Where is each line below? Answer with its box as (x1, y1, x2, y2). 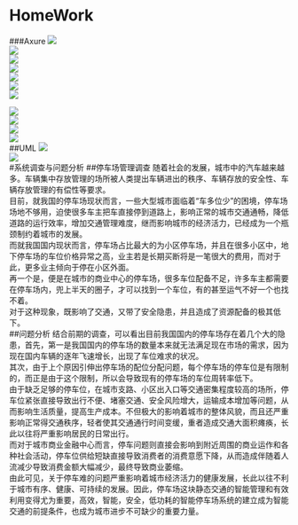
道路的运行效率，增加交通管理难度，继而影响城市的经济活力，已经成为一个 (9, 217, 281, 228)
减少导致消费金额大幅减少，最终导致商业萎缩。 (16, 461, 188, 472)
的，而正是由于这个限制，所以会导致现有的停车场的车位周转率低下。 (9, 372, 258, 383)
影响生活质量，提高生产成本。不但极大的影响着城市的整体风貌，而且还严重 (16, 405, 289, 417)
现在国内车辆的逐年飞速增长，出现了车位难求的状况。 (9, 350, 204, 361)
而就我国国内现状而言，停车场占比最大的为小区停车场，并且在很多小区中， (9, 239, 281, 250)
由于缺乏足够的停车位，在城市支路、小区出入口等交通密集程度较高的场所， (9, 383, 281, 395)
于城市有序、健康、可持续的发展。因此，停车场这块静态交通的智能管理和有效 (9, 483, 289, 494)
